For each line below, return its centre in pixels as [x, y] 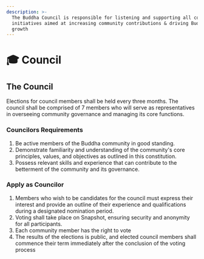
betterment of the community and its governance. [77, 169]
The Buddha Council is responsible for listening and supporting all [101, 18]
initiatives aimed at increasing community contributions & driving [100, 23]
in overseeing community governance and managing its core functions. [95, 114]
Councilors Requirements [45, 130]
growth [20, 29]
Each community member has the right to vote [73, 230]
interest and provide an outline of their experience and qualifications [100, 204]
